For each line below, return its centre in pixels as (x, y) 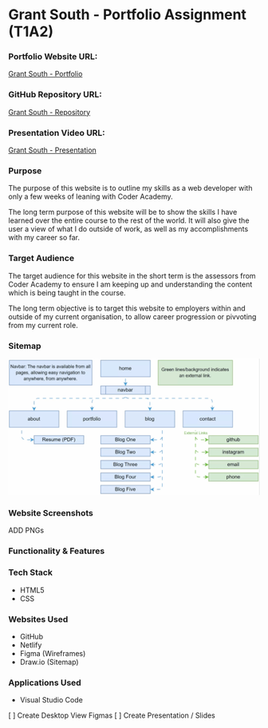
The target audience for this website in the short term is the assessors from (132, 275)
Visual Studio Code (51, 700)
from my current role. (43, 325)
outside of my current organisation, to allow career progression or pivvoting (132, 316)
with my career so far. (44, 238)
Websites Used (38, 619)
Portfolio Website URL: (53, 57)
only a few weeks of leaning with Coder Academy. (91, 196)
